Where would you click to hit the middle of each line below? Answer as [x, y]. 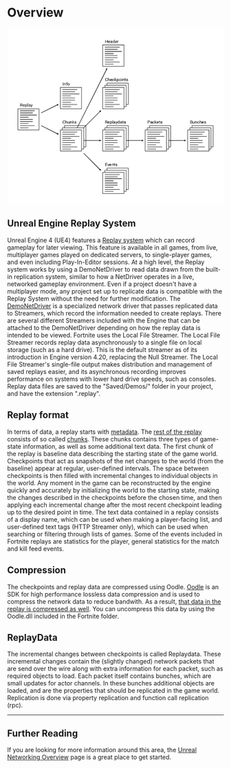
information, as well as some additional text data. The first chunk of [118, 446]
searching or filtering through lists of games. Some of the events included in [115, 534]
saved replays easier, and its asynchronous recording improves [97, 371]
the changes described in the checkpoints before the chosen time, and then [114, 497]
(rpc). [15, 705]
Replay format [38, 415]
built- [213, 269]
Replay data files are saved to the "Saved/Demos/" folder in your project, [110, 386]
